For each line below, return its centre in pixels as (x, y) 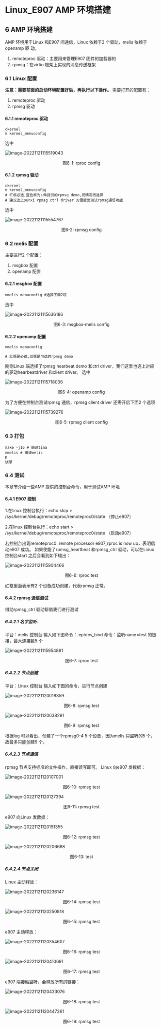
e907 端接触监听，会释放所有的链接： (43, 982)
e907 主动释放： (21, 932)
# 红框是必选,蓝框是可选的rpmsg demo (39, 357)
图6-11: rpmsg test (81, 807)
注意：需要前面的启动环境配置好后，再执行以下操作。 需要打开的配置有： (78, 90)
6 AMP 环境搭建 (29, 29)
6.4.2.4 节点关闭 (22, 869)
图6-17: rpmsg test (81, 972)
